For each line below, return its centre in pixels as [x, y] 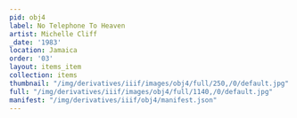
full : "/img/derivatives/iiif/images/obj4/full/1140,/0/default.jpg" [141, 91]
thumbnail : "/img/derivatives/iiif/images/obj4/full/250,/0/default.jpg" [149, 83]
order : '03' [31, 59]
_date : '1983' [36, 42]
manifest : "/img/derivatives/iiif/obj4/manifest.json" [113, 100]
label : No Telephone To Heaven [67, 26]
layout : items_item [45, 67]
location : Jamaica [43, 51]
